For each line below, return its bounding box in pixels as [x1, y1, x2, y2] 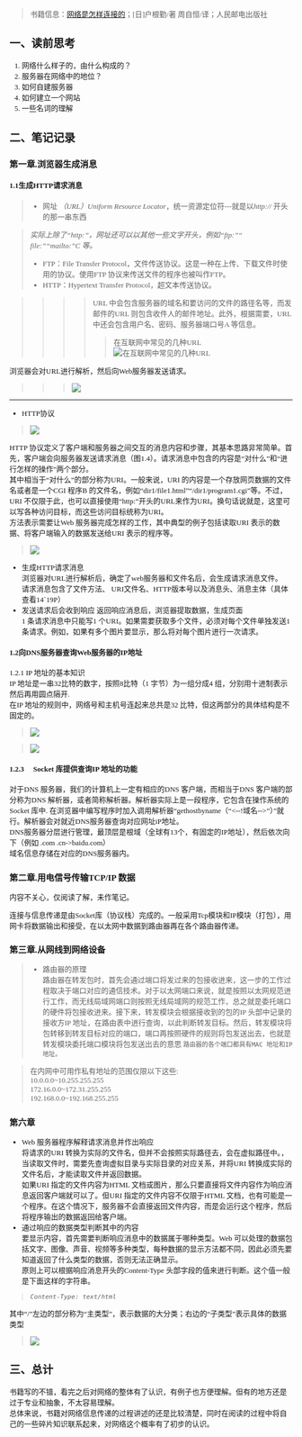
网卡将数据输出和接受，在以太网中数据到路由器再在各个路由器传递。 [9, 921, 244, 931]
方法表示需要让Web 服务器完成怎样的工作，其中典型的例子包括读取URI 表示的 [9, 518, 273, 527]
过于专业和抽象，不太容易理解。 [9, 1398, 120, 1408]
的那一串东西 [42, 212, 87, 221]
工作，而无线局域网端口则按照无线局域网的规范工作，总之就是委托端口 [49, 997, 292, 1007]
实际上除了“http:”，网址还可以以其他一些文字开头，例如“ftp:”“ [30, 230, 243, 239]
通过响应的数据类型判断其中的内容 [22, 1223, 139, 1233]
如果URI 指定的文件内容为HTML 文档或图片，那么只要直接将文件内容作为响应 [22, 1179, 286, 1189]
